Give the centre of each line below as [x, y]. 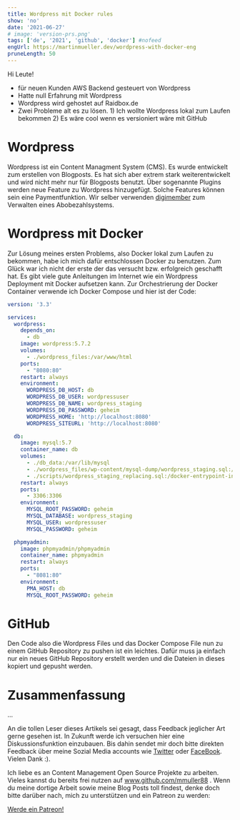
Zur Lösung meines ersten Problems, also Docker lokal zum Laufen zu [110, 253]
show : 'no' [24, 21]
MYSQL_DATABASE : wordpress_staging [79, 516]
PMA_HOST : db [46, 588]
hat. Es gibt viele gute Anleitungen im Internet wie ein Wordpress [102, 276]
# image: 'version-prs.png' [49, 34]
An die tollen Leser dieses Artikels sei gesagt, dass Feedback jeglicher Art [116, 729]
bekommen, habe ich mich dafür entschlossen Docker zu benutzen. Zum [114, 260]
